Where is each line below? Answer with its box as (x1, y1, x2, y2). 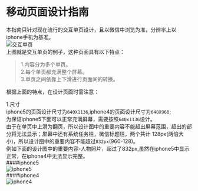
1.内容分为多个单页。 (20, 60, 71, 68)
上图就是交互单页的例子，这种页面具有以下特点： (6, 48, 125, 55)
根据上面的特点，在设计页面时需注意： (6, 88, 99, 95)
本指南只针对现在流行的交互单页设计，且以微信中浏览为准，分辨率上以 (6, 26, 177, 33)
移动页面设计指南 (6, 5, 90, 19)
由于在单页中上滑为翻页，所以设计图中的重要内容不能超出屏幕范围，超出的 (6, 122, 187, 130)
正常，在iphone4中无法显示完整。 (6, 152, 88, 160)
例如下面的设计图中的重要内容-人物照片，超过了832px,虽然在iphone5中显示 (6, 145, 190, 152)
